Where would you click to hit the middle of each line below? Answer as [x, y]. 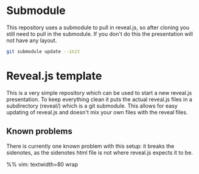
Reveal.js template [54, 76]
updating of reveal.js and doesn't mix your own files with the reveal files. [97, 112]
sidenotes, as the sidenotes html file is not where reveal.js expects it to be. [100, 152]
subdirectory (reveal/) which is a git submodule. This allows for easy [92, 106]
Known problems [40, 131]
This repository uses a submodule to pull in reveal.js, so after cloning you [98, 27]
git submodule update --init [43, 51]
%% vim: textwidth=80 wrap [42, 164]
